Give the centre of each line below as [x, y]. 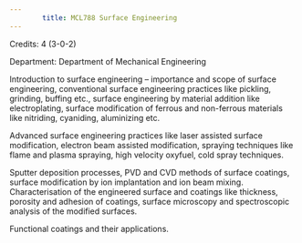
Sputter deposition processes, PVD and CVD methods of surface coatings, [150, 172]
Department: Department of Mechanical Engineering [108, 61]
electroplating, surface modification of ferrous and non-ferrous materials [146, 108]
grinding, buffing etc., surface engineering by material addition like [135, 98]
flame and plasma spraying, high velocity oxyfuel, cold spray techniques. [147, 155]
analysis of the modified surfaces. [73, 211]
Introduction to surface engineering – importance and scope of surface [143, 79]
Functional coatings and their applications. [89, 228]
